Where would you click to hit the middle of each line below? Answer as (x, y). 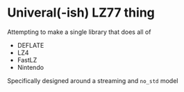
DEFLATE (31, 45)
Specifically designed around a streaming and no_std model (93, 80)
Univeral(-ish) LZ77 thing (81, 13)
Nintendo (30, 67)
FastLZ (27, 59)
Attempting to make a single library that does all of (79, 32)
